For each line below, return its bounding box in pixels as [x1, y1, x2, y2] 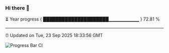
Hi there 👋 [5, 4, 30, 11]
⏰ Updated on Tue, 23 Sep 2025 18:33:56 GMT [5, 32, 103, 38]
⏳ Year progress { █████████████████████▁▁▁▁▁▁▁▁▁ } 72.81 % [5, 16, 160, 22]
